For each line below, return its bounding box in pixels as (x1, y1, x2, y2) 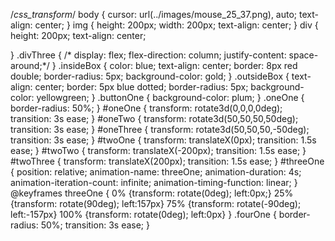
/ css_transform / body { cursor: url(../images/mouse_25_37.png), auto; (10, 9, 298, 20)
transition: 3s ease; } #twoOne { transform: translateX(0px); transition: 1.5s (10, 134, 317, 146)
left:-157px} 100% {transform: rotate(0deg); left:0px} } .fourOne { (10, 209, 277, 220)
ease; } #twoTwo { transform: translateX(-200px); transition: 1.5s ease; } (10, 145, 307, 156)
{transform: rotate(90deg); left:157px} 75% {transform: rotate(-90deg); (10, 198, 302, 209)
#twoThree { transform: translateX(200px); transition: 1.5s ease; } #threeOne (10, 155, 325, 167)
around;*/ (10, 60, 50, 71)
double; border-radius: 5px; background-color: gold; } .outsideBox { (10, 70, 290, 82)
